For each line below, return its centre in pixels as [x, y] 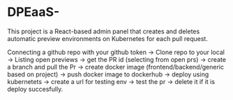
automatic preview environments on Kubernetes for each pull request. [107, 38]
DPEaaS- [33, 12]
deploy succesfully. [35, 89]
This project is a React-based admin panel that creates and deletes [104, 31]
